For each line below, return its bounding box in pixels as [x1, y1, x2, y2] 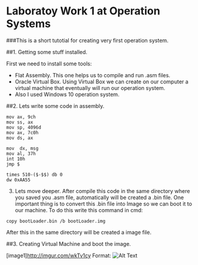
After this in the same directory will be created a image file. [6, 228, 151, 236]
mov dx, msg [6, 145, 39, 151]
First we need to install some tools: [6, 60, 92, 67]
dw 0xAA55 [6, 177, 31, 183]
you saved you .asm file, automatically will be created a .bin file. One [14, 194, 184, 201]
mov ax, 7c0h [6, 130, 39, 135]
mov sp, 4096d [6, 124, 42, 130]
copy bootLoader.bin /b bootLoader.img [6, 218, 106, 224]
